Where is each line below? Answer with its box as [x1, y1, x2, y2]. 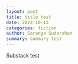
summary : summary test [6, 36, 62, 42]
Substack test [6, 52, 40, 59]
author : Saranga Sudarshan [6, 31, 73, 36]
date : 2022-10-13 [6, 19, 49, 25]
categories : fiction [6, 25, 57, 31]
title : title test [6, 14, 51, 20]
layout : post [6, 8, 38, 15]
